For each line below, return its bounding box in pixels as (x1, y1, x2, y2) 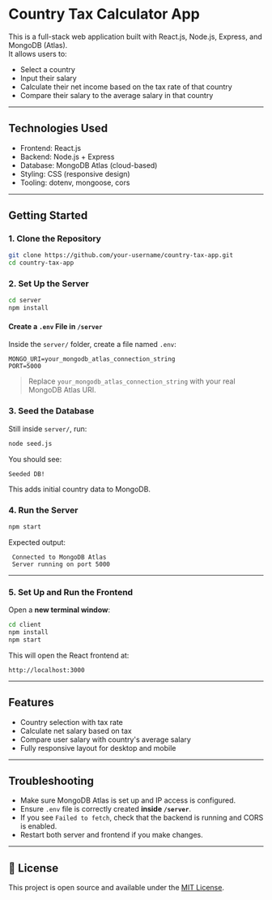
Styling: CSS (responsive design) (19, 169, 131, 178)
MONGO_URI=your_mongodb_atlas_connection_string (8, 355, 176, 363)
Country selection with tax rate (19, 717, 123, 726)
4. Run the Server (8, 504, 79, 516)
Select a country (19, 64, 75, 74)
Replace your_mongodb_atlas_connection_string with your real (28, 376, 236, 386)
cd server (8, 297, 42, 305)
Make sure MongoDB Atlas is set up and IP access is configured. (19, 795, 236, 805)
